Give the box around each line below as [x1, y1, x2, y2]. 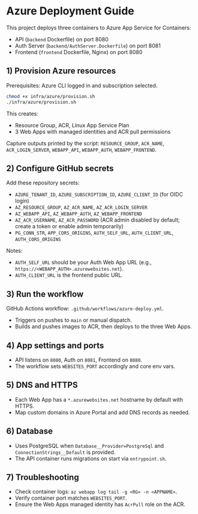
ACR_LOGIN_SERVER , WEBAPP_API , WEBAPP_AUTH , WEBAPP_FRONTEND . [6, 146, 157, 153]
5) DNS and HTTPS [6, 380, 78, 390]
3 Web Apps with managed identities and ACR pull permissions [14, 128, 171, 135]
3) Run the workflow [6, 289, 84, 299]
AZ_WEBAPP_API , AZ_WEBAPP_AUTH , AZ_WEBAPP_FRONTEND [14, 210, 142, 217]
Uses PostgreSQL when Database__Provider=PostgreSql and [14, 442, 164, 449]
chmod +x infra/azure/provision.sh [6, 93, 95, 100]
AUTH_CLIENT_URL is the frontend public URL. [14, 271, 123, 279]
